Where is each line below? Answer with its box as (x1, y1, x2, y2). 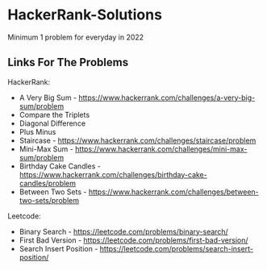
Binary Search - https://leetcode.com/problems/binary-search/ (19, 226, 229, 236)
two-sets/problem (19, 195, 80, 205)
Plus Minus (19, 127, 56, 136)
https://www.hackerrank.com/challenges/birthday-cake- (19, 169, 207, 179)
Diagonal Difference (19, 118, 86, 128)
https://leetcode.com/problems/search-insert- (99, 243, 253, 253)
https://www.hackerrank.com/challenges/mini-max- (74, 143, 248, 154)
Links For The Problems (7, 56, 129, 69)
